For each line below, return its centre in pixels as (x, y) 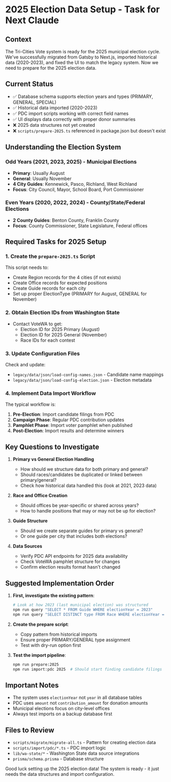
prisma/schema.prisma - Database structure (58, 759)
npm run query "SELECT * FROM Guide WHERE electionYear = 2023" (83, 610)
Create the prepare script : (41, 624)
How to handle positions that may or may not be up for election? (88, 511)
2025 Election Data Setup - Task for (83, 9)
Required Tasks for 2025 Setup (56, 242)
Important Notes (32, 685)
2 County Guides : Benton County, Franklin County (66, 220)
